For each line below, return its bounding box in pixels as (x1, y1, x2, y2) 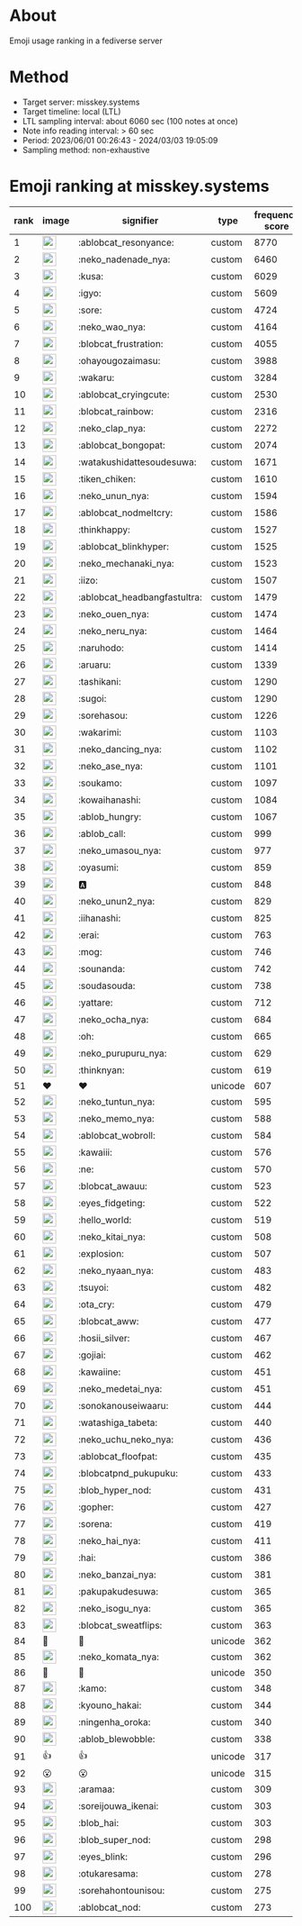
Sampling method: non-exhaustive (22, 144, 150, 155)
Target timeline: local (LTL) (22, 105, 121, 117)
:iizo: (77, 574, 99, 586)
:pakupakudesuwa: (77, 1585, 159, 1597)
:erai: (77, 929, 100, 941)
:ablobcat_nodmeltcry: (77, 506, 173, 519)
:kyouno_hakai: (77, 1699, 142, 1712)
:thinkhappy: (77, 523, 130, 536)
